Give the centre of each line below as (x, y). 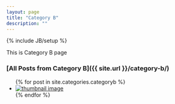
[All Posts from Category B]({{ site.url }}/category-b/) (88, 69)
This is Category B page (37, 53)
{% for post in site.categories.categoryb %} (70, 82)
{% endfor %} (33, 95)
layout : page (23, 12)
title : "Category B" (33, 18)
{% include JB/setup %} (37, 41)
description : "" (27, 23)
